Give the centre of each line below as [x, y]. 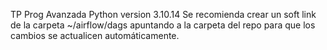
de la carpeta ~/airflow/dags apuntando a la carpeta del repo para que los [163, 25]
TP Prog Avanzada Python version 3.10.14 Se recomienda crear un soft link [163, 14]
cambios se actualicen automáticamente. [95, 35]
